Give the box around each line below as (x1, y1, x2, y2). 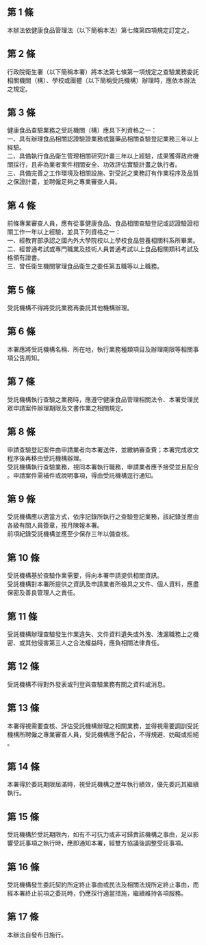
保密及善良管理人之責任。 (7, 589, 79, 597)
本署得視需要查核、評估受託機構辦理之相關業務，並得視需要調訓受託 (7, 721, 199, 730)
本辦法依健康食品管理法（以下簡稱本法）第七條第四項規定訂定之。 (7, 26, 193, 34)
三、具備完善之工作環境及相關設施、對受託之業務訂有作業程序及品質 (7, 169, 199, 177)
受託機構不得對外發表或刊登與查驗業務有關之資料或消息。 (7, 680, 169, 688)
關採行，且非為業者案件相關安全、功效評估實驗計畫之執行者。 (7, 161, 181, 169)
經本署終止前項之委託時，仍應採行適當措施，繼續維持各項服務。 (7, 889, 187, 897)
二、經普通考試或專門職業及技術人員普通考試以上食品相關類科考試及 (7, 245, 199, 253)
